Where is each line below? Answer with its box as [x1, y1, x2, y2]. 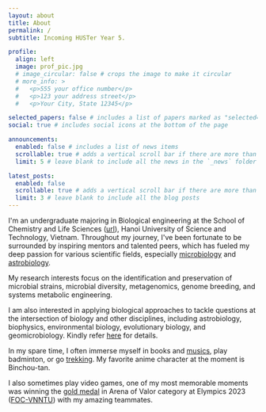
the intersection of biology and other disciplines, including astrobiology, [8, 314, 242, 323]
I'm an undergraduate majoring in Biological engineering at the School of [8, 216, 245, 225]
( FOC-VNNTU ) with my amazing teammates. [8, 395, 153, 404]
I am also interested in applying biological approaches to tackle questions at [8, 306, 256, 315]
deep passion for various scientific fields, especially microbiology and [8, 250, 236, 258]
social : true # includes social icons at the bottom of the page [8, 121, 228, 129]
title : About [8, 19, 51, 27]
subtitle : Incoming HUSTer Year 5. [8, 33, 126, 42]
